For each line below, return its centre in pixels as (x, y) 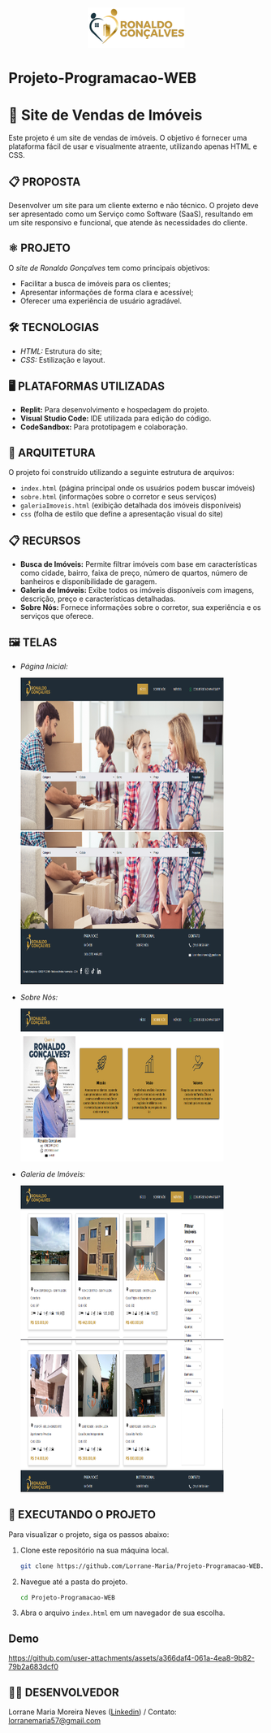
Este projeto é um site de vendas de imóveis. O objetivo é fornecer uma (128, 138)
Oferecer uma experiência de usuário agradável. (101, 301)
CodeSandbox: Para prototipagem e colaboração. (104, 427)
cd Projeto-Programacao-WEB (67, 1597)
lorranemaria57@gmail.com (55, 1720)
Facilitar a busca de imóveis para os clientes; (95, 283)
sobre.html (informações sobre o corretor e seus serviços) (118, 497)
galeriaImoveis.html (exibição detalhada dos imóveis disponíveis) (131, 505)
